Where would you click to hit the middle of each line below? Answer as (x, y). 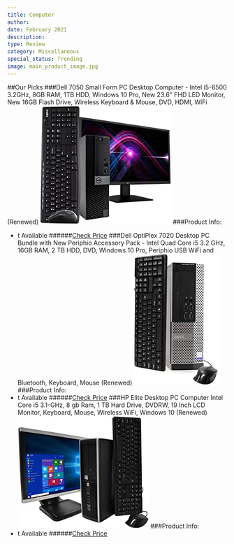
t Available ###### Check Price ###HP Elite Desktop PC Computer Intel (120, 397)
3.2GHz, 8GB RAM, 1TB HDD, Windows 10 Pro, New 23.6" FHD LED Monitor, (116, 94)
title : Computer (31, 15)
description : (26, 37)
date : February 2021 (37, 29)
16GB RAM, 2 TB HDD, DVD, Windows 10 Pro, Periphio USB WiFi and (116, 250)
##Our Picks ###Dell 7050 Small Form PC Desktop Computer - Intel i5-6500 (117, 87)
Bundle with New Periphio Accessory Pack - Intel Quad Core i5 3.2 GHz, (121, 243)
